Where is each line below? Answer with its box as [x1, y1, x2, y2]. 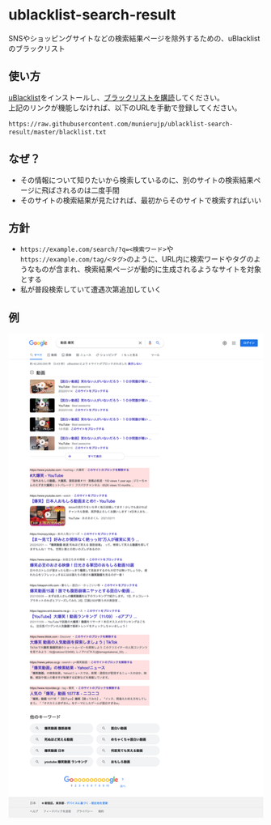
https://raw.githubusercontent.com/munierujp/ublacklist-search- [8, 120, 233, 128]
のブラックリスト [8, 43, 66, 53]
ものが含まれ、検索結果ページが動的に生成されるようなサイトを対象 [34, 265, 261, 274]
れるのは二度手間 [62, 185, 120, 195]
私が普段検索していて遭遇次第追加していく [19, 285, 162, 295]
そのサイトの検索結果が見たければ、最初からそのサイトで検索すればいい [19, 195, 261, 205]
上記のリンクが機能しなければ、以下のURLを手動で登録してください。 [8, 103, 242, 113]
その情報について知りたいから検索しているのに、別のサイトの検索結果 [19, 175, 254, 185]
